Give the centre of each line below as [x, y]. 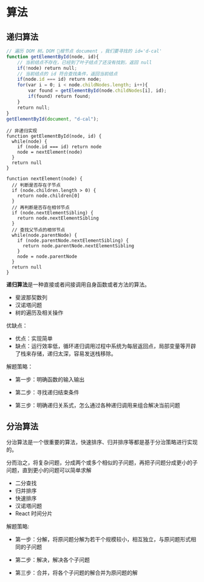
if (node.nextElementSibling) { [53, 213]
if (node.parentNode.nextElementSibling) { [73, 241]
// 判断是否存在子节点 [36, 185]
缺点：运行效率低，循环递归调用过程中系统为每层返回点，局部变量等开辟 [105, 346]
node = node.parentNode [47, 257]
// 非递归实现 [22, 131]
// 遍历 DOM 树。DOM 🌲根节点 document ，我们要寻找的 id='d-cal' [84, 51]
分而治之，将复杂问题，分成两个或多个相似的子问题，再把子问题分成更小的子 [102, 463]
